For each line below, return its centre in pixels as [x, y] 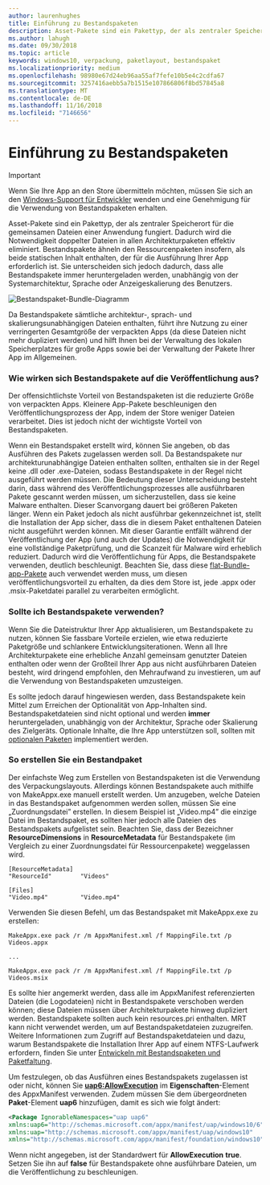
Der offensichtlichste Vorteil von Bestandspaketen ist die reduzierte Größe [131, 396]
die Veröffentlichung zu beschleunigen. [74, 1172]
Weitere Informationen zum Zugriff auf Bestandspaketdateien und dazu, [127, 1035]
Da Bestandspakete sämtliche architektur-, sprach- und [100, 314]
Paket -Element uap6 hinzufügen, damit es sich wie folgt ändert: [115, 1102]
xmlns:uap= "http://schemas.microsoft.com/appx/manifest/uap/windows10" [131, 1132]
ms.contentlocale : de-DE [50, 98]
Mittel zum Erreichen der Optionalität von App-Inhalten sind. [108, 704]
